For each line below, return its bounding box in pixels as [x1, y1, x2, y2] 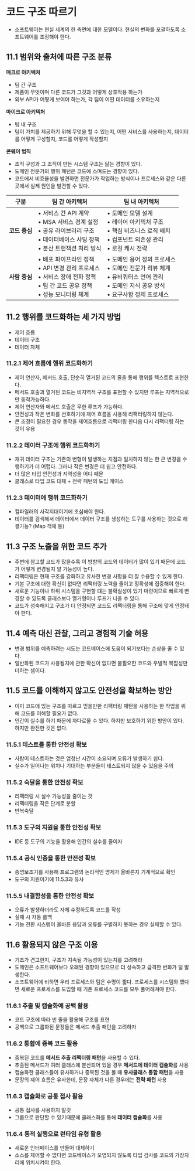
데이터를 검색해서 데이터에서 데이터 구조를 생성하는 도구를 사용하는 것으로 [14, 515, 182, 522]
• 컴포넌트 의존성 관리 [107, 235, 163, 243]
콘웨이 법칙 [6, 148, 31, 155]
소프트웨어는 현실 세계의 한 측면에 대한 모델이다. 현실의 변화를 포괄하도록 [14, 26, 180, 33]
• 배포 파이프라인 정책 [37, 255, 95, 263]
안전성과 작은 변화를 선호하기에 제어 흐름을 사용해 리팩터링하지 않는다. [14, 410, 174, 417]
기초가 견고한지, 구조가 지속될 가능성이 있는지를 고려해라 [14, 956, 143, 964]
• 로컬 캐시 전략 [107, 244, 148, 252]
